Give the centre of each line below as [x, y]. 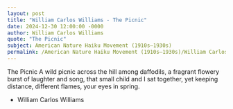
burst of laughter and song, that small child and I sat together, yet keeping [113, 79]
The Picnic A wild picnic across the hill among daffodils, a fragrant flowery [113, 71]
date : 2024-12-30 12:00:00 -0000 [55, 26]
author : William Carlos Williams [55, 33]
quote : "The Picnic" [37, 39]
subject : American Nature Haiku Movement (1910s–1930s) [89, 46]
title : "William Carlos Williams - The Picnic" [77, 20]
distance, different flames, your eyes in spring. [74, 86]
